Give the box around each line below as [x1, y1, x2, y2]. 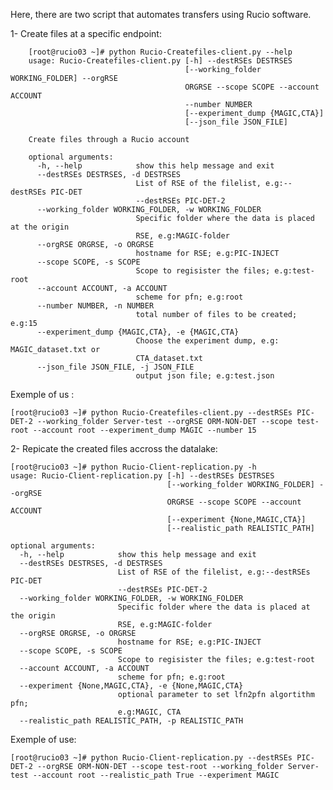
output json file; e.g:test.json [135, 371, 275, 381]
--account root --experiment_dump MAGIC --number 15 [32, 425, 257, 435]
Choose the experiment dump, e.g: [135, 336, 280, 346]
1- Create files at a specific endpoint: [10, 28, 162, 39]
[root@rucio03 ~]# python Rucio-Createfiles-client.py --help [28, 47, 293, 57]
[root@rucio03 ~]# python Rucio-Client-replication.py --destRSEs [10, 753, 293, 763]
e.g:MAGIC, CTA [117, 707, 182, 717]
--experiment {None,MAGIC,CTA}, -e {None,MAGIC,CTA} [19, 681, 244, 691]
